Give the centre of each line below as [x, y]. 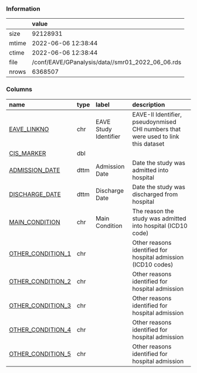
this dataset [148, 143]
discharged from [155, 194]
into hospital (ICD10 [160, 225]
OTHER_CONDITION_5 [40, 354]
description [149, 104]
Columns [19, 90]
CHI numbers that [157, 129]
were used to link [156, 136]
